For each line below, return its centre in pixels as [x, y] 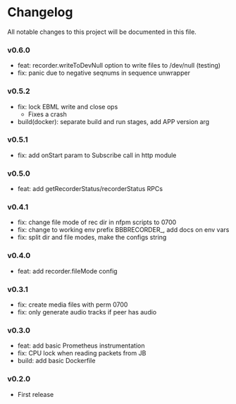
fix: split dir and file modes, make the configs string [92, 238]
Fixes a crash [47, 114]
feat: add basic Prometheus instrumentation [81, 345]
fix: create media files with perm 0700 [73, 305]
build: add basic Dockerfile [56, 361]
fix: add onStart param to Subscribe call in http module [97, 155]
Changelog [40, 12]
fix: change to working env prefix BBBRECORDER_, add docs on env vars [123, 230]
